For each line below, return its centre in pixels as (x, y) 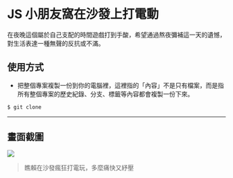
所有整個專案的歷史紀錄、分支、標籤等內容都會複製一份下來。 (105, 94)
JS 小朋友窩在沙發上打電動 (83, 14)
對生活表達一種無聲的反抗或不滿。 (56, 43)
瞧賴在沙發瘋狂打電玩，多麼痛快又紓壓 (79, 168)
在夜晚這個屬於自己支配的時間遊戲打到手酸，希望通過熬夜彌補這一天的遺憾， (116, 35)
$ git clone (24, 107)
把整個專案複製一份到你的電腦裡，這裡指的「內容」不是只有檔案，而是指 (120, 85)
